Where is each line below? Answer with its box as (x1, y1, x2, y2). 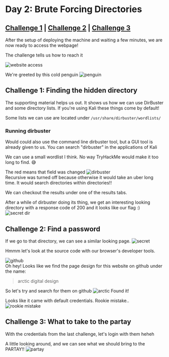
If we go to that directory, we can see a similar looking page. (5, 238, 131, 244)
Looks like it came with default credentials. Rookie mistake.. (5, 297, 130, 304)
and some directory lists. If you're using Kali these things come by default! (5, 105, 160, 111)
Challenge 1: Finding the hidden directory (5, 86, 138, 95)
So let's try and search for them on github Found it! (5, 287, 130, 293)
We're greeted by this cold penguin (5, 72, 78, 78)
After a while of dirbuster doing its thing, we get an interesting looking (5, 199, 150, 205)
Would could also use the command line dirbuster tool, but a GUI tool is (5, 139, 153, 145)
